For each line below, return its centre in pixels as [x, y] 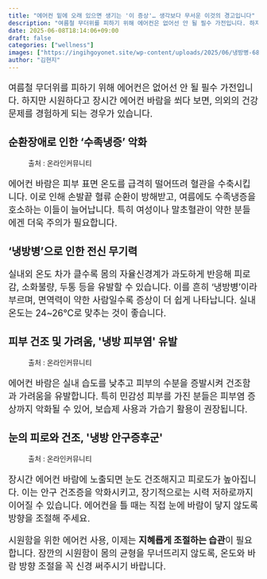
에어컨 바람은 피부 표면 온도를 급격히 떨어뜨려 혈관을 [112, 184]
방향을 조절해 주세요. [49, 518]
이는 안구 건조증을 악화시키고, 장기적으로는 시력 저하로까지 [137, 492]
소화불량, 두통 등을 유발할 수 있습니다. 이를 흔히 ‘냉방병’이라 [139, 288]
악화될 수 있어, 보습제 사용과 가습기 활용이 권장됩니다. [141, 409]
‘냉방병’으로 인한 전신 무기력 [73, 252]
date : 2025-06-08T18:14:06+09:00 [64, 30]
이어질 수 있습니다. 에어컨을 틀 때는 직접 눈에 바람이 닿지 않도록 [133, 505]
